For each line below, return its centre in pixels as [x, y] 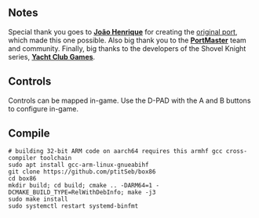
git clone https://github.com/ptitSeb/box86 [82, 172]
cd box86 [22, 179]
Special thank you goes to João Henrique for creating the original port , [123, 31]
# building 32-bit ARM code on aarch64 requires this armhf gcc [115, 151]
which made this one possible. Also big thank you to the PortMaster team [128, 40]
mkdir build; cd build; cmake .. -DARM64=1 [80, 186]
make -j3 [142, 193]
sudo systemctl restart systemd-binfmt [73, 206]
